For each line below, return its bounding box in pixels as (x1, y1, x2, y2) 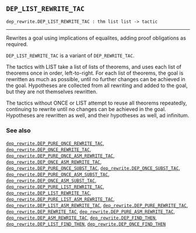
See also (6, 126, 31, 134)
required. (6, 40, 28, 47)
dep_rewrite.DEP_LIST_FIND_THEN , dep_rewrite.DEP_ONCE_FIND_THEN (6, 220, 166, 227)
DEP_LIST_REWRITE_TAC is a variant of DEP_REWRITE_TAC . (6, 52, 135, 59)
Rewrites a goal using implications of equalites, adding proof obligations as (6, 34, 187, 41)
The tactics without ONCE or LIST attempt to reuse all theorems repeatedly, (6, 99, 187, 106)
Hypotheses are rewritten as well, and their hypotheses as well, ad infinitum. (6, 112, 190, 119)
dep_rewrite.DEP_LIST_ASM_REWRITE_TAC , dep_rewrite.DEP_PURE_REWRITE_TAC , (6, 201, 188, 209)
